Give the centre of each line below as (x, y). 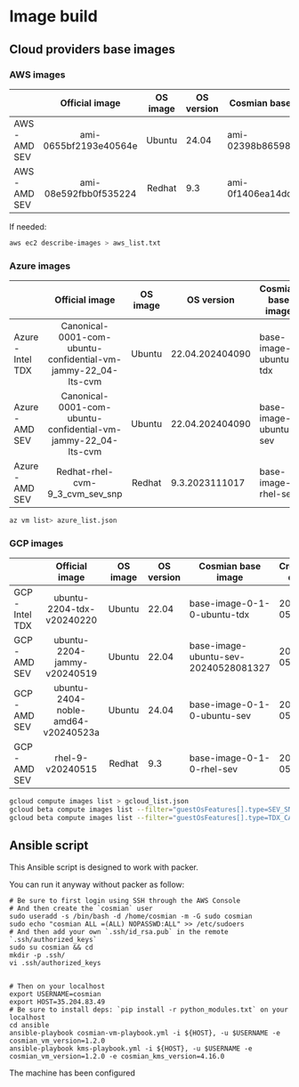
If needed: (28, 226)
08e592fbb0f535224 (90, 193)
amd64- (71, 721)
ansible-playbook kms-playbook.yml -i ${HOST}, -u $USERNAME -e (131, 1048)
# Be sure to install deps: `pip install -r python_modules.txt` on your (149, 1010)
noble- (71, 711)
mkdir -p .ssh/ (37, 955)
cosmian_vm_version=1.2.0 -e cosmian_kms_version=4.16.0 (117, 1056)
